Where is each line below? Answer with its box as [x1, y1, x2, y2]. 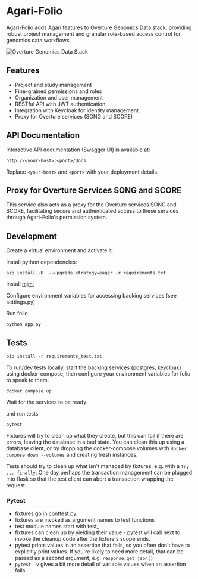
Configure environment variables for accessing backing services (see [6, 292, 177, 299]
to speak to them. [6, 377, 49, 383]
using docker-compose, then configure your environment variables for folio [6, 370, 191, 377]
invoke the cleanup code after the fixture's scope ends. [14, 535, 150, 543]
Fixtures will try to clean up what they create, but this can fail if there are [6, 432, 184, 439]
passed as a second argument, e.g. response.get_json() [14, 555, 153, 562]
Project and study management [14, 81, 92, 88]
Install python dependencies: [6, 258, 77, 266]
